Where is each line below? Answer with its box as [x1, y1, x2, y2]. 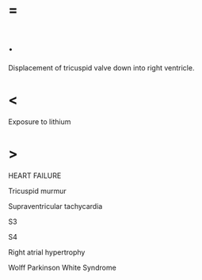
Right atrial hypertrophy [8, 248, 86, 257]
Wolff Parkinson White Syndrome [8, 263, 116, 272]
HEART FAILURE [8, 171, 62, 180]
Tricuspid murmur [8, 187, 67, 195]
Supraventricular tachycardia [8, 202, 103, 210]
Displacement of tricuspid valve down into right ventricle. [8, 63, 195, 73]
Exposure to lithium [8, 117, 71, 127]
